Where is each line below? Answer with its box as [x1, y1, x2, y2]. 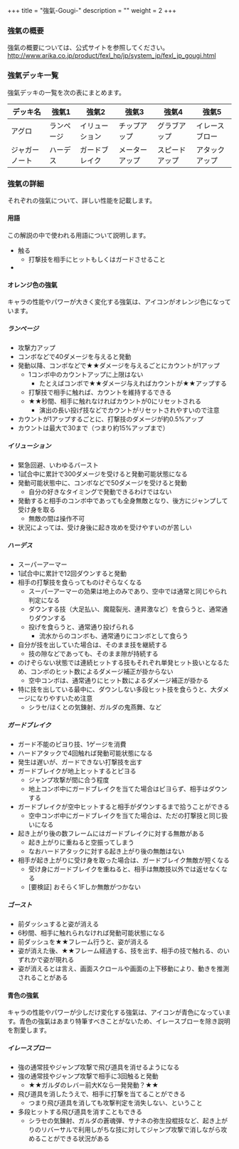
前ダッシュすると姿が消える [17, 920, 100, 928]
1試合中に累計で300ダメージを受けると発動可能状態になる [17, 470, 188, 478]
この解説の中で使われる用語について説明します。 [7, 231, 150, 240]
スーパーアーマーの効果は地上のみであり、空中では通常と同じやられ [28, 587, 228, 596]
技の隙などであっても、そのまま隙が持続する [28, 649, 159, 658]
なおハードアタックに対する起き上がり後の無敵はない [28, 847, 185, 856]
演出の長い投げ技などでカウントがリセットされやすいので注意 [38, 406, 221, 415]
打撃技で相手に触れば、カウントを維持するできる [28, 388, 172, 397]
